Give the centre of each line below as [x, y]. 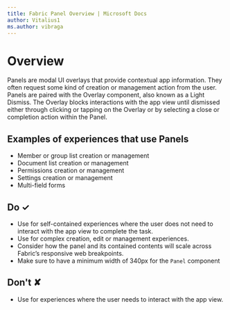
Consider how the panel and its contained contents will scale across [114, 246]
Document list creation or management [73, 163]
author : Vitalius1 [34, 20]
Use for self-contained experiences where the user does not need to [115, 224]
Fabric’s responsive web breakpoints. [70, 253]
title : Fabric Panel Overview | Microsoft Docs [77, 14]
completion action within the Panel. [57, 117]
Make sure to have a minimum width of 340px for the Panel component [118, 261]
